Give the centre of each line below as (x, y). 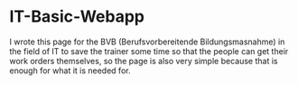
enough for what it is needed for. (70, 71)
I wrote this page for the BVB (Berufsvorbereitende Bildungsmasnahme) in (147, 42)
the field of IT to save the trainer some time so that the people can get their (149, 51)
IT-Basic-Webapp (77, 17)
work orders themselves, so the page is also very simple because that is (144, 61)
